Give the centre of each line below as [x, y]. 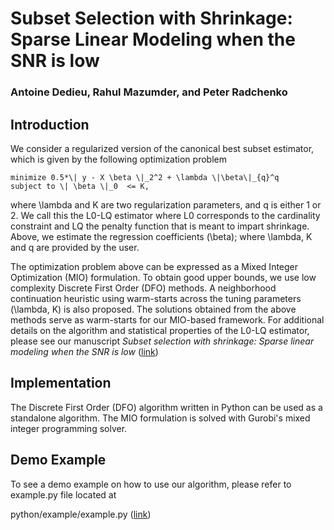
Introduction [50, 124]
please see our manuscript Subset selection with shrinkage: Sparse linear [162, 341]
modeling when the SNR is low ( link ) [84, 351]
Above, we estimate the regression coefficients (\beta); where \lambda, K [161, 236]
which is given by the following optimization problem [118, 159]
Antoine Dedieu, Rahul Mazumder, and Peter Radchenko [149, 92]
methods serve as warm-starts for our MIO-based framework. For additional [167, 319]
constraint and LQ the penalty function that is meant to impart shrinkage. [160, 226]
